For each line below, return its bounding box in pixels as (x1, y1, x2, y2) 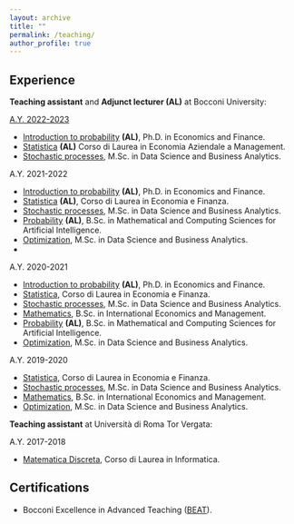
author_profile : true (9, 38, 92, 48)
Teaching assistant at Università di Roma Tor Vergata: (9, 419, 213, 430)
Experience (9, 72, 75, 87)
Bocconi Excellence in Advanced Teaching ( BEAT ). (22, 504, 212, 515)
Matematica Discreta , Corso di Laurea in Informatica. (22, 454, 220, 465)
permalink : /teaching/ (9, 30, 95, 39)
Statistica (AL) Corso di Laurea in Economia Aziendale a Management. (22, 142, 286, 153)
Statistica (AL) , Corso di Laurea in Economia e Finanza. (22, 196, 230, 207)
